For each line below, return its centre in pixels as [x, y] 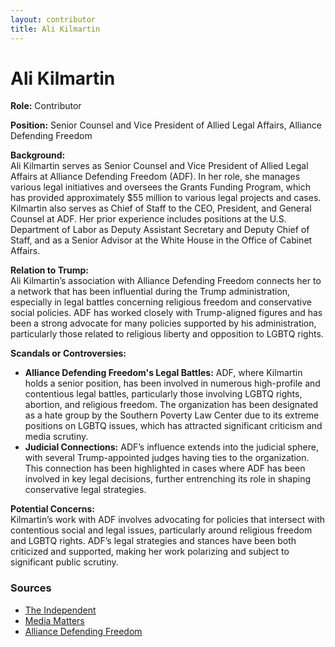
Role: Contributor [46, 106]
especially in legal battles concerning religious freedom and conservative [161, 302]
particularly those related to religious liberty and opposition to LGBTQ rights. [167, 334]
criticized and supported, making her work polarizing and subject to [150, 552]
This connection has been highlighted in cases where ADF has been [165, 468]
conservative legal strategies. [85, 490]
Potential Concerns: [53, 509]
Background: [38, 155]
